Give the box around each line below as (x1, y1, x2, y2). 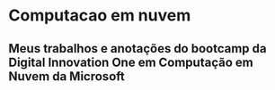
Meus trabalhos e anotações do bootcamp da (8, 41, 267, 56)
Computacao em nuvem (8, 5, 191, 26)
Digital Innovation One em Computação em (8, 54, 253, 70)
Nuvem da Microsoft (8, 69, 125, 84)
